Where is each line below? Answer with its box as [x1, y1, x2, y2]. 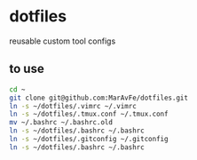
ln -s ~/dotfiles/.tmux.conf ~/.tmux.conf [9, 109, 169, 119]
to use [9, 61, 44, 76]
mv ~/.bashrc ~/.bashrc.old [9, 118, 114, 127]
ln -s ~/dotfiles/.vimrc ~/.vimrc [9, 101, 138, 110]
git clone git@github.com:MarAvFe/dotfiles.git [9, 93, 189, 102]
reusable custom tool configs [9, 36, 116, 46]
